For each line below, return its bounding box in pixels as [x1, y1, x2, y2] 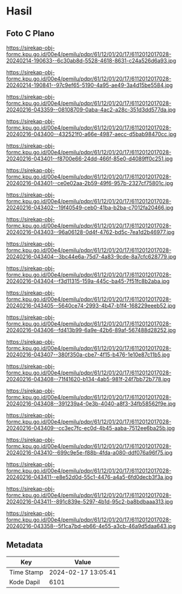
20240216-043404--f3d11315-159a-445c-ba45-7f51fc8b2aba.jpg [6, 277, 170, 285]
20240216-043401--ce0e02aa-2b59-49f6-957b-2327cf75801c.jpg [6, 180, 174, 186]
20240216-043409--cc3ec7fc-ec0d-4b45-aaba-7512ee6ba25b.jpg [6, 425, 175, 432]
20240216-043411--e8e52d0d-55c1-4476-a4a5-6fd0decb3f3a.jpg [6, 473, 173, 481]
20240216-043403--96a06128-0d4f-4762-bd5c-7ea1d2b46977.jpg [6, 229, 175, 236]
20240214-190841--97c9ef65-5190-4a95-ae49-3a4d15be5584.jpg [6, 81, 173, 89]
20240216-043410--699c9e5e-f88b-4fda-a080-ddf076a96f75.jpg [6, 449, 173, 456]
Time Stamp [9, 568, 44, 577]
